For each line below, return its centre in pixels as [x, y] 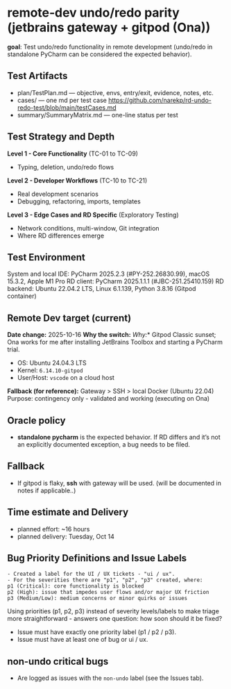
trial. [14, 349]
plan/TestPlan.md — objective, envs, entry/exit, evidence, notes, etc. [115, 92]
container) [22, 296]
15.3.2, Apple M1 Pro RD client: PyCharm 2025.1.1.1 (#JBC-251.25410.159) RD [115, 281]
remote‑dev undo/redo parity [94, 13]
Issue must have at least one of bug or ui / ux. [83, 640]
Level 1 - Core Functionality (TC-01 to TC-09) [73, 153]
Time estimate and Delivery [68, 512]
